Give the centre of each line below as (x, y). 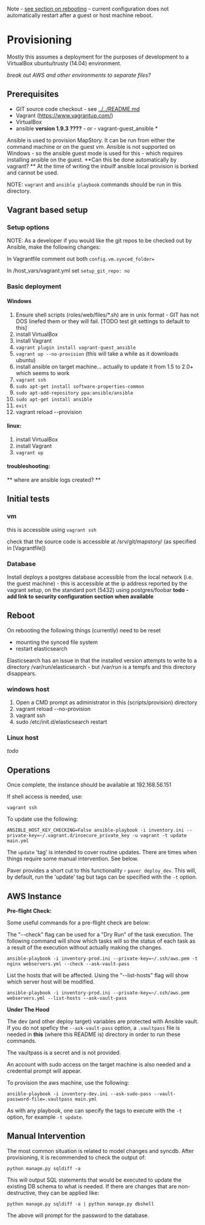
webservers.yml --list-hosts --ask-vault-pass (67, 998)
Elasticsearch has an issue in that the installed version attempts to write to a (102, 660)
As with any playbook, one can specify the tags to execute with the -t (94, 1110)
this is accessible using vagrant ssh (52, 529)
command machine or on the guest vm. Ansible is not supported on (91, 146)
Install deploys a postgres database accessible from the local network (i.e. (100, 577)
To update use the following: (43, 819)
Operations (29, 770)
